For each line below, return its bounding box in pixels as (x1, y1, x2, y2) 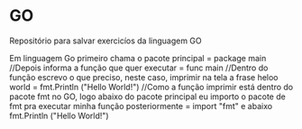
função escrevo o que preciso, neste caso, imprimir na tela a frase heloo (9, 71, 279, 82)
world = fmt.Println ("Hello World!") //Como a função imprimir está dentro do (9, 81, 294, 92)
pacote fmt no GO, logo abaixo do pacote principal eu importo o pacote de (9, 91, 286, 102)
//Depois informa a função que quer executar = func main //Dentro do (9, 62, 269, 73)
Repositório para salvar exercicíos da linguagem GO (9, 35, 203, 46)
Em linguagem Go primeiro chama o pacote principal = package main (9, 52, 267, 63)
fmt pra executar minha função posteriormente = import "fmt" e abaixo (9, 100, 273, 111)
